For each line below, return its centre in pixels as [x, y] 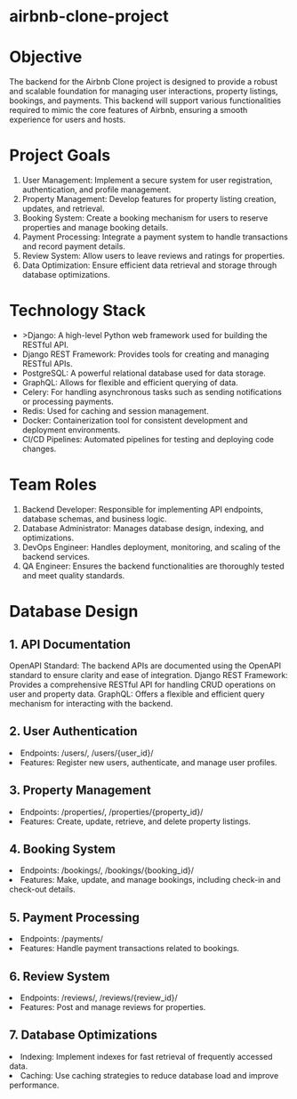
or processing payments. [68, 401]
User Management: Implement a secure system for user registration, [147, 181]
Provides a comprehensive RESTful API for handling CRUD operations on [142, 684]
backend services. [56, 556]
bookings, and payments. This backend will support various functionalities [145, 101]
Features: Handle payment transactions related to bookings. [130, 949]
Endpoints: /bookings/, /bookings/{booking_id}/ [107, 870]
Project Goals [60, 155]
